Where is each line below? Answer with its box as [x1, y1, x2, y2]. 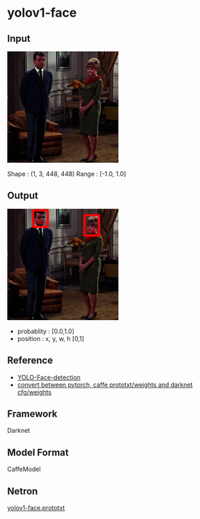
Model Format [7, 447, 69, 458]
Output [7, 190, 38, 202]
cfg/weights [17, 388, 52, 396]
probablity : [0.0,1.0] [17, 327, 75, 335]
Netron [7, 485, 38, 497]
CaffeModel [7, 465, 41, 474]
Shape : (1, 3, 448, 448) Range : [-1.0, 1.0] [7, 170, 126, 178]
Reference [7, 355, 53, 367]
